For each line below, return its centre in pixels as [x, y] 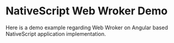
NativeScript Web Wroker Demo [87, 11]
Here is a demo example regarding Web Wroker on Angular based [87, 27]
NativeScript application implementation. [56, 33]
